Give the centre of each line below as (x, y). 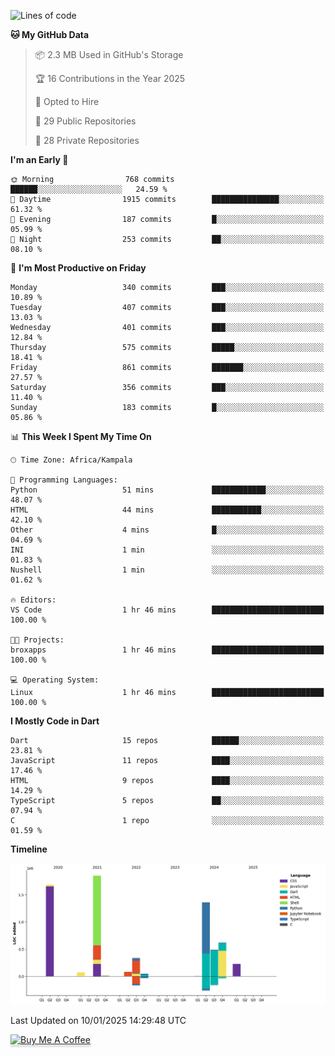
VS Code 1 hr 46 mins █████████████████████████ (167, 610)
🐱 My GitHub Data (50, 34)
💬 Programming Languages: (64, 480)
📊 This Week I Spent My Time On (81, 436)
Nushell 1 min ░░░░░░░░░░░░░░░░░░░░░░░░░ (167, 570)
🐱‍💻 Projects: (37, 640)
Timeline (29, 849)
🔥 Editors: (33, 600)
